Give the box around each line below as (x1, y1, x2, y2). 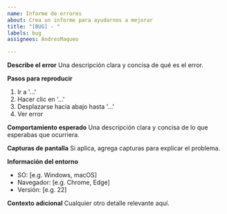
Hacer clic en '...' (17, 95, 65, 104)
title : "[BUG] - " (7, 23, 60, 30)
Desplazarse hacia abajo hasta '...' (17, 102, 115, 111)
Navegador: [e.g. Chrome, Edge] (17, 178, 111, 187)
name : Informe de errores (7, 10, 82, 17)
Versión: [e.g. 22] (17, 186, 67, 194)
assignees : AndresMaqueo (7, 36, 79, 43)
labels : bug (7, 29, 42, 37)
